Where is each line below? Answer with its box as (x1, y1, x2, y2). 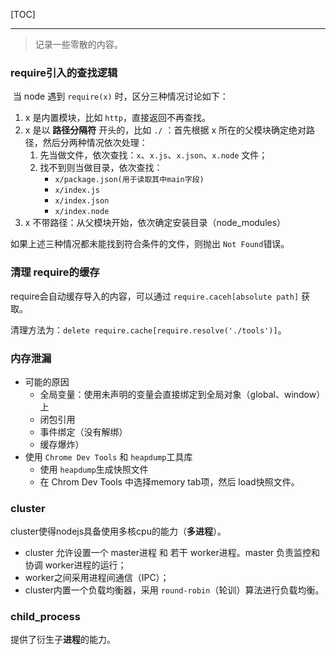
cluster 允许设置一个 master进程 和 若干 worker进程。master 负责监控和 (24, 547, 321, 559)
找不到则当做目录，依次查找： (39, 162, 163, 174)
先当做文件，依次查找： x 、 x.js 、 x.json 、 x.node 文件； (39, 149, 268, 161)
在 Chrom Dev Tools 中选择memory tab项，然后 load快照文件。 (39, 475, 300, 488)
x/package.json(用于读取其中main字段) (54, 175, 205, 185)
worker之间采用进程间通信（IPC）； (24, 572, 170, 584)
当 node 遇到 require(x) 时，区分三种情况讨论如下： (12, 90, 229, 103)
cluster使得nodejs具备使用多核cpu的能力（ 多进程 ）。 (10, 525, 227, 538)
